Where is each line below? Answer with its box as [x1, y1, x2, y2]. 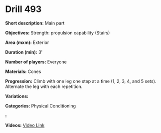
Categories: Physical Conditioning [5, 102, 76, 108]
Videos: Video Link [5, 122, 45, 128]
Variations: [5, 93, 29, 99]
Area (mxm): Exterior [5, 39, 49, 45]
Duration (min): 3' [5, 49, 43, 55]
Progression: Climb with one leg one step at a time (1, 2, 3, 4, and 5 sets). [5, 78, 157, 84]
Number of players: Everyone [5, 58, 67, 64]
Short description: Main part [5, 20, 65, 26]
